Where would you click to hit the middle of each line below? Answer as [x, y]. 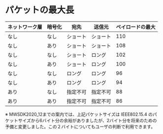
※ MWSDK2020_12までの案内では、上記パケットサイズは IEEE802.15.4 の [79, 114]
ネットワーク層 [25, 27]
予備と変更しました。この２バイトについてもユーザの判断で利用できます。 [80, 127]
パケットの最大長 [40, 10]
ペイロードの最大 [136, 27]
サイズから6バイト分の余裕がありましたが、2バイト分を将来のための [87, 120]
